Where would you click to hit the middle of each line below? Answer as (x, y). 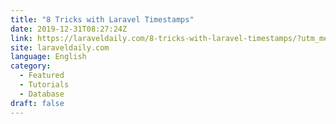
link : (21, 38)
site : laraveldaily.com (60, 47)
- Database (42, 94)
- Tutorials (44, 85)
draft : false (37, 103)
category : (31, 66)
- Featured (42, 76)
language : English (48, 57)
